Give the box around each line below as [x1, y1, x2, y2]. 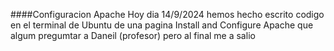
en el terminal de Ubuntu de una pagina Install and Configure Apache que [10, 19, 314, 31]
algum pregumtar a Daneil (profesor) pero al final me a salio [10, 30, 256, 41]
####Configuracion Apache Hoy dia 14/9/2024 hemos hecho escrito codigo [10, 9, 325, 20]
